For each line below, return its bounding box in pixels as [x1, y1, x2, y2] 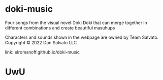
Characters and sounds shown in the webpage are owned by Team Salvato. [5, 34, 159, 40]
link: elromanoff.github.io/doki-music [5, 49, 80, 55]
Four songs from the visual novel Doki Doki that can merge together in [5, 20, 148, 26]
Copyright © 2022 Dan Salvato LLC [5, 39, 77, 45]
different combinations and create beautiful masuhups [5, 25, 115, 30]
